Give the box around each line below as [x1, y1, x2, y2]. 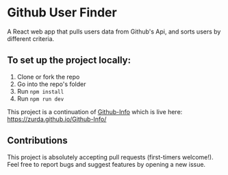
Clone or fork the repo [16, 72, 80, 81]
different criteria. [7, 34, 55, 42]
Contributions [7, 135, 68, 146]
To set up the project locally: [7, 55, 131, 66]
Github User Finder [7, 5, 118, 21]
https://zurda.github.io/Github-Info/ [7, 115, 107, 123]
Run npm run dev [16, 94, 64, 103]
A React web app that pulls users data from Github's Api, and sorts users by [7, 27, 221, 36]
